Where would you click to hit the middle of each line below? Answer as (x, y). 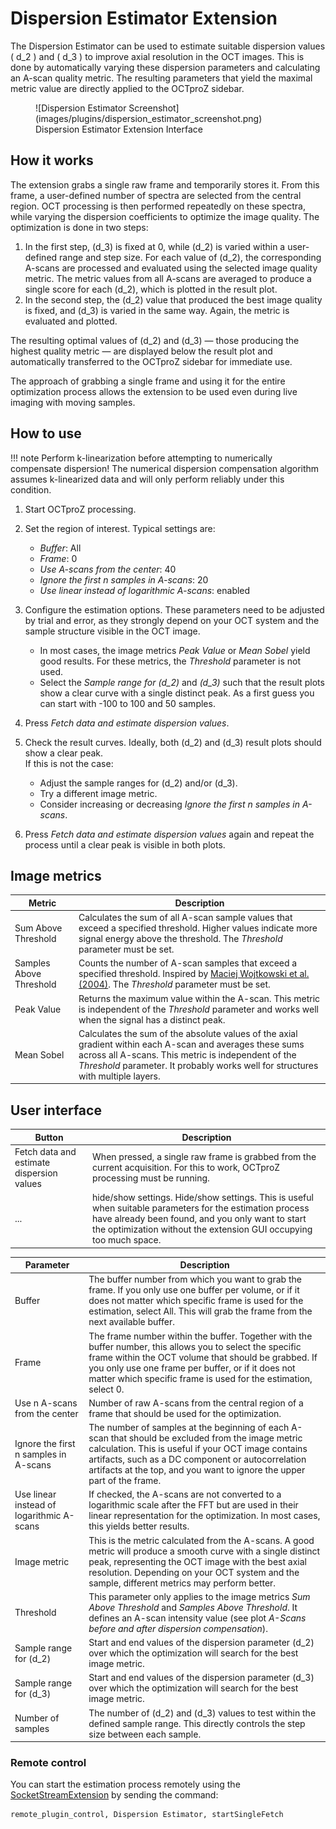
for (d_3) (33, 1693)
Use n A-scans (46, 1403)
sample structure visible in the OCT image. (112, 631)
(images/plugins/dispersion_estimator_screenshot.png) (149, 118)
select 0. (106, 1389)
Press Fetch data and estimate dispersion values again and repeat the (169, 834)
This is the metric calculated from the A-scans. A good (201, 1540)
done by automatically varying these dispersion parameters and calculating (165, 67)
